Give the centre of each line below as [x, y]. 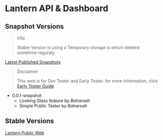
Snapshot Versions [34, 26]
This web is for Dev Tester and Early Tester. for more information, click [87, 81]
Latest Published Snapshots [33, 62]
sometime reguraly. [36, 52]
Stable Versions [30, 121]
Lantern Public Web [25, 133]
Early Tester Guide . [36, 86]
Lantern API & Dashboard [57, 9]
